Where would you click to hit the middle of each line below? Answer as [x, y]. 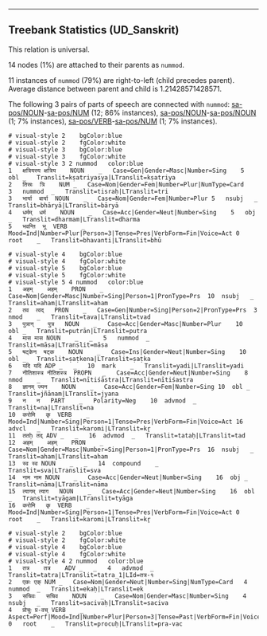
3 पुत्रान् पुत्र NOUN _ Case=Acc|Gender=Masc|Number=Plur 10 [126, 324]
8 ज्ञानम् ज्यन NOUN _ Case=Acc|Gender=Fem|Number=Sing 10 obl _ [129, 387]
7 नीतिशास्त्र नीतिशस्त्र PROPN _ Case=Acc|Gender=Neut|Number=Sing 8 [128, 373]
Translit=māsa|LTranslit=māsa [58, 345]
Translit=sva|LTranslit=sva [55, 470]
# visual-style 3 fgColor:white [67, 156]
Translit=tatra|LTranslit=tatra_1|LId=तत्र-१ [81, 575]
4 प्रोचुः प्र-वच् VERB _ [46, 610]
